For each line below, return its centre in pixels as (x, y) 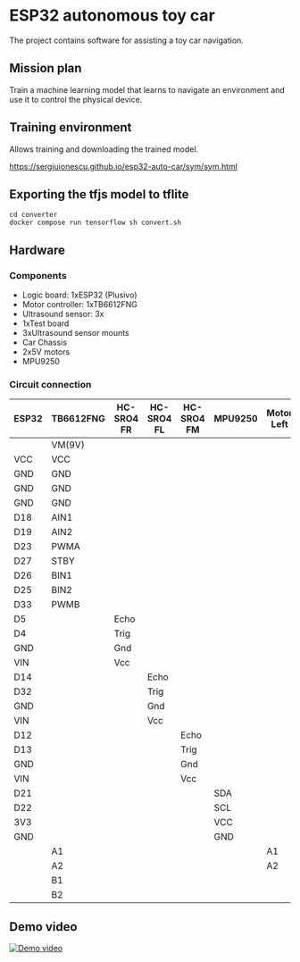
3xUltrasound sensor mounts (75, 333)
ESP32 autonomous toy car (112, 16)
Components (38, 275)
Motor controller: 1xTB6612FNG (80, 305)
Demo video (43, 927)
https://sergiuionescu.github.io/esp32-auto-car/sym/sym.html (124, 166)
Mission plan (46, 68)
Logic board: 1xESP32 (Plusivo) (79, 295)
